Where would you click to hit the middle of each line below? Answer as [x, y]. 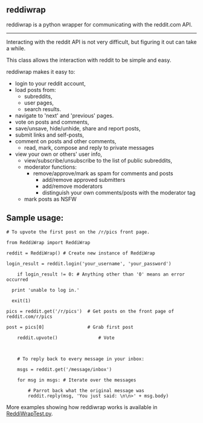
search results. [43, 109]
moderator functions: [50, 167]
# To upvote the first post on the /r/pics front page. [78, 232]
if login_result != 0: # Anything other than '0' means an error [101, 274]
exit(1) [21, 301]
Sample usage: [35, 218]
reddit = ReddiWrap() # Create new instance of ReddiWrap [81, 253]
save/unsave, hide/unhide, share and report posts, [78, 128]
